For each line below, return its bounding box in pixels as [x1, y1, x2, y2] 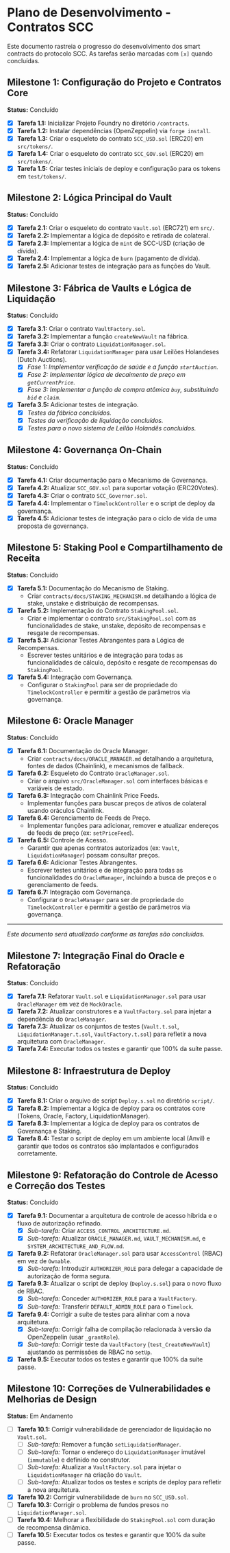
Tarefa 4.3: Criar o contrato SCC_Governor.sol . [16, 491, 148, 499]
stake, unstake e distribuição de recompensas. [27, 599, 159, 607]
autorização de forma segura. [27, 1272, 112, 1280]
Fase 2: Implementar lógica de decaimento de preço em [27, 371, 186, 379]
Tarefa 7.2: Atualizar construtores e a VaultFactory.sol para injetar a [16, 1007, 212, 1015]
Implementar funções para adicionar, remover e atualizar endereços [27, 821, 219, 829]
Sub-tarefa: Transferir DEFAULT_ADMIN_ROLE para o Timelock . [27, 1302, 194, 1311]
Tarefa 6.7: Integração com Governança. [16, 888, 132, 897]
